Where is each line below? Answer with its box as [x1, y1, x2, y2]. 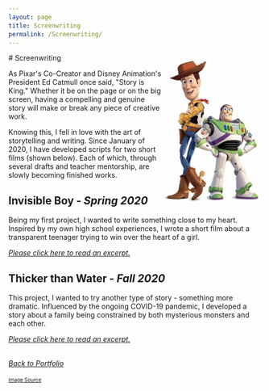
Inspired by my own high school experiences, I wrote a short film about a [8, 224, 250, 233]
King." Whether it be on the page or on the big [8, 86, 161, 96]
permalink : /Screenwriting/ [8, 30, 103, 38]
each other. [8, 319, 47, 328]
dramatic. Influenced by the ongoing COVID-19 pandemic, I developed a [8, 301, 247, 311]
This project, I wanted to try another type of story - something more [8, 293, 234, 302]
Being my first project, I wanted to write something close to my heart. [8, 215, 238, 225]
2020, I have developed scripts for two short [8, 145, 156, 154]
